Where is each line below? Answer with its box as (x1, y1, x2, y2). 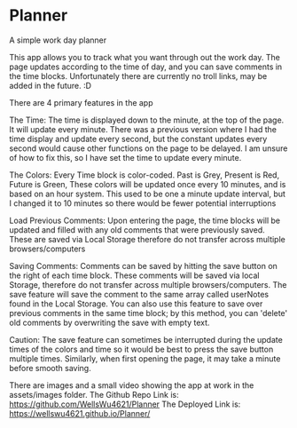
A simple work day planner (9, 35, 107, 45)
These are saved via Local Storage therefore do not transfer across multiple (9, 234, 285, 244)
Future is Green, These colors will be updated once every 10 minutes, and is (9, 178, 286, 189)
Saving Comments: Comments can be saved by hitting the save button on (9, 260, 277, 271)
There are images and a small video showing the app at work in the (9, 379, 254, 391)
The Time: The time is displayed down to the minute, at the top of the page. (9, 115, 285, 125)
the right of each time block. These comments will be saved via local (9, 270, 260, 281)
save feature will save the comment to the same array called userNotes (9, 289, 269, 299)
